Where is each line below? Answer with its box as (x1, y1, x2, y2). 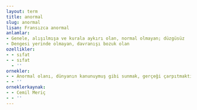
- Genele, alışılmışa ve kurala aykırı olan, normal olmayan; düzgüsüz (6, 36, 185, 41)
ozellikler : (6, 47, 35, 52)
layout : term (6, 8, 38, 15)
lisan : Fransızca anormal (6, 24, 69, 31)
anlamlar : (6, 30, 30, 36)
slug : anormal (6, 19, 41, 25)
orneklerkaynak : (6, 84, 46, 90)
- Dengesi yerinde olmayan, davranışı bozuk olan (6, 41, 130, 47)
